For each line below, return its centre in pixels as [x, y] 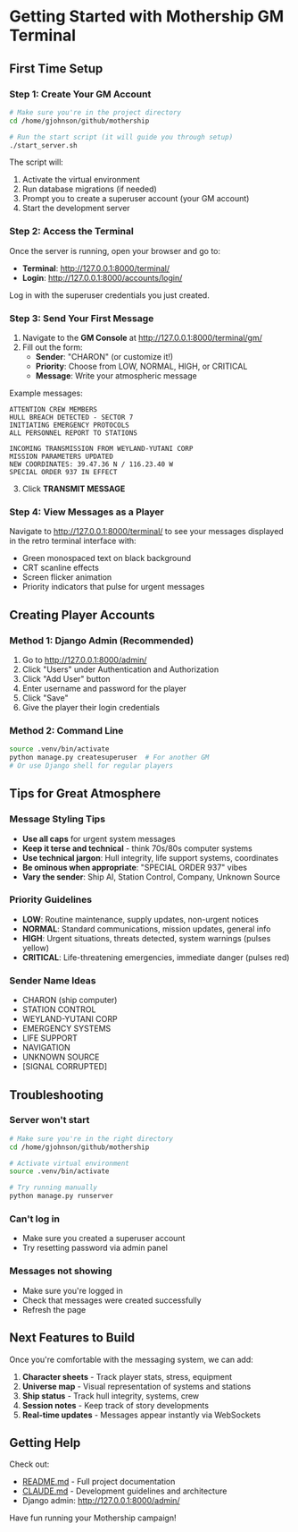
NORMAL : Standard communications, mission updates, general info [146, 929]
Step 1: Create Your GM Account [80, 94]
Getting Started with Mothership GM [147, 17]
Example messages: [46, 393]
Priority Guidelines [50, 899]
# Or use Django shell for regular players [91, 766]
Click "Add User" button [66, 678]
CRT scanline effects [61, 568]
